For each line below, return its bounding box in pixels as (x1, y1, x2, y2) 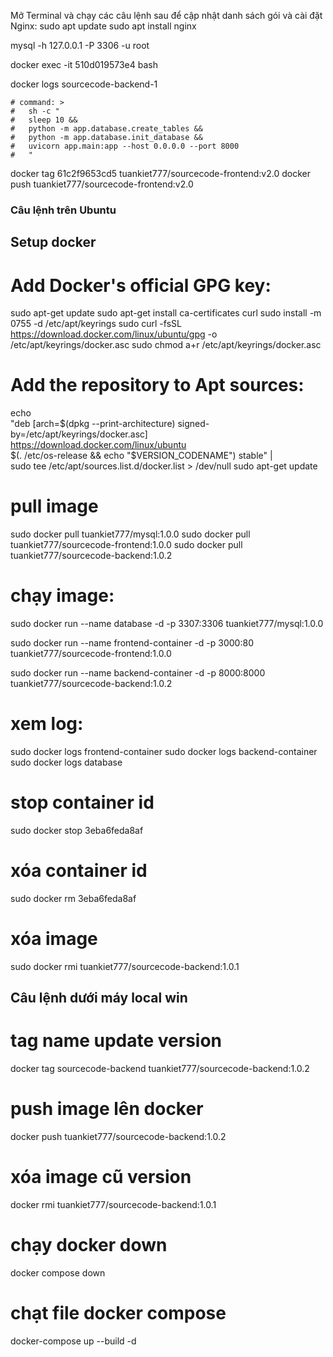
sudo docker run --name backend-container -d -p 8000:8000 (10, 667, 266, 679)
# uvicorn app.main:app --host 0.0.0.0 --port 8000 (10, 141, 240, 151)
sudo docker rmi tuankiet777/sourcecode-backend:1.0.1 (10, 960, 240, 972)
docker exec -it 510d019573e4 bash (10, 59, 158, 70)
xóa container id (10, 860, 148, 882)
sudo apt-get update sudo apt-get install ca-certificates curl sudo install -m (10, 307, 322, 319)
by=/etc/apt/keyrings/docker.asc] (10, 428, 148, 440)
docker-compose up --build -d (10, 1335, 137, 1347)
